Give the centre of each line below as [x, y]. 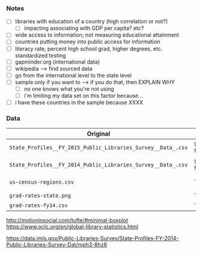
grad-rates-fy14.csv [38, 206]
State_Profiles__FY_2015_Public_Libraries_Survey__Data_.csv [99, 148]
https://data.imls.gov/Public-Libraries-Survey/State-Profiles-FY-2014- [93, 238]
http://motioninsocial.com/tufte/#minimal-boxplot [67, 220]
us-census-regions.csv [41, 182]
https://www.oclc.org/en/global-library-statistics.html [72, 227]
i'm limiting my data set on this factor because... [83, 95]
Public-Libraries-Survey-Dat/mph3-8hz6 [57, 245]
